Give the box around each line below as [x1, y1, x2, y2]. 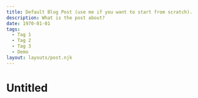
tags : [6, 26, 20, 32]
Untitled [6, 81, 48, 95]
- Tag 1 [12, 32, 32, 38]
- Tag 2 [12, 37, 32, 43]
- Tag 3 [12, 43, 32, 50]
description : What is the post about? [6, 15, 105, 21]
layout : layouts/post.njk [6, 55, 72, 61]
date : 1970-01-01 [6, 20, 51, 26]
